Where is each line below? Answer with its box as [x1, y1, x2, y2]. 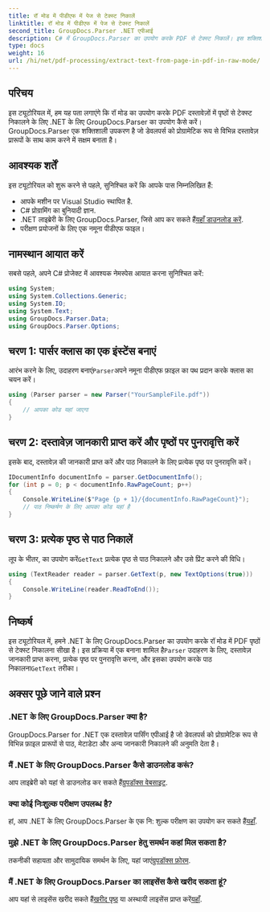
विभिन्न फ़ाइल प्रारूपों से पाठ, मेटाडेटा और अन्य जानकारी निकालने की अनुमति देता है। [8, 738, 219, 749]
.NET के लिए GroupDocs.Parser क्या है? [8, 712, 149, 723]
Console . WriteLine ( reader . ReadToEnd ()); [22, 585, 160, 593]
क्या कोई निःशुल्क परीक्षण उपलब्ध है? [8, 798, 112, 809]
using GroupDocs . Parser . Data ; [8, 315, 110, 323]
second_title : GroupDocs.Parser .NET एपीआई [8, 27, 153, 35]
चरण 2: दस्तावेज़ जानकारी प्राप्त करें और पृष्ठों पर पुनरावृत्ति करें [8, 435, 239, 449]
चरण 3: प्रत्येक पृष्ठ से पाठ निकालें [8, 533, 133, 547]
